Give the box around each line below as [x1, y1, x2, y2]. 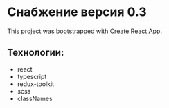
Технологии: [7, 47, 64, 58]
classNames [17, 94, 53, 102]
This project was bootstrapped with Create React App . [7, 27, 163, 35]
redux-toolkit [17, 80, 54, 88]
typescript [17, 72, 47, 80]
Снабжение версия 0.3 [7, 4, 147, 20]
